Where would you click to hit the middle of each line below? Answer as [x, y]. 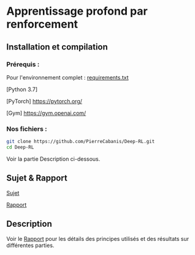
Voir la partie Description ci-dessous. [53, 159]
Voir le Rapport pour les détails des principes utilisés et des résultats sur [97, 238]
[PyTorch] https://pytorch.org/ [44, 101]
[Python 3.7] [22, 89]
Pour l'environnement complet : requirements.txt [67, 77]
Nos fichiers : [27, 128]
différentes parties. [30, 245]
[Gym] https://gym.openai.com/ [46, 113]
